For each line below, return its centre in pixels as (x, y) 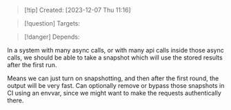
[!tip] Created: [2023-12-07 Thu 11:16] (77, 10)
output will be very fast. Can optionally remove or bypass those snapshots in (116, 85)
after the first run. (32, 65)
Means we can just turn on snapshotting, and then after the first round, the (113, 78)
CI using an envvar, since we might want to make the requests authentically (114, 93)
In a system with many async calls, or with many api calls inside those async (115, 50)
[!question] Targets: (52, 23)
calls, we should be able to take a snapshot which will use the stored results (115, 57)
